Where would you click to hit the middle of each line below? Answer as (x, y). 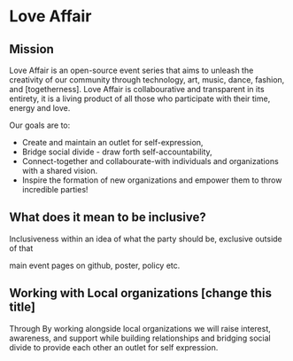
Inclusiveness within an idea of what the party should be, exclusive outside (146, 239)
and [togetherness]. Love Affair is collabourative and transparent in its (137, 89)
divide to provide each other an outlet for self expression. (114, 347)
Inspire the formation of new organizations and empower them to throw (152, 180)
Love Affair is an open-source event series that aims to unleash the (131, 70)
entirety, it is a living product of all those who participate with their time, (140, 98)
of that (21, 248)
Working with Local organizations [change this (141, 293)
